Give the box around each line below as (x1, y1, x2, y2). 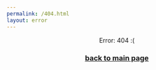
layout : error (6, 17, 48, 24)
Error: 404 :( (99, 36, 135, 44)
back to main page (85, 53, 149, 63)
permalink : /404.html (6, 10, 70, 17)
